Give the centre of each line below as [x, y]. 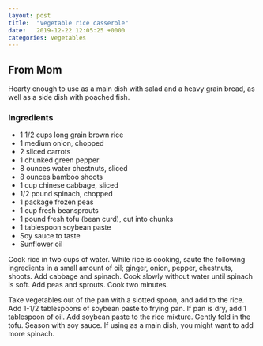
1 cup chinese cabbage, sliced [69, 185]
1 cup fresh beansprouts [59, 211]
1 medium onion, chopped [62, 143]
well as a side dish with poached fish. [69, 97]
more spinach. [32, 334]
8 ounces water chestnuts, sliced [73, 169]
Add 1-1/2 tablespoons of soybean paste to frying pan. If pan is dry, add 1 [128, 309]
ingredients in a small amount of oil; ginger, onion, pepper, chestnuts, [120, 268]
